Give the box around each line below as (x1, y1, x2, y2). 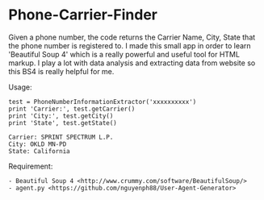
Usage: (8, 82, 32, 92)
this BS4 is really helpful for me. (8, 66, 115, 76)
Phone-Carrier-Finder (8, 6, 157, 24)
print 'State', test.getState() (8, 119, 117, 127)
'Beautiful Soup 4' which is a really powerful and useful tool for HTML (8, 49, 241, 59)
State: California (8, 147, 70, 155)
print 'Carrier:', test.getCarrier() (8, 105, 136, 113)
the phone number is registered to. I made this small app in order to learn (8, 40, 252, 50)
